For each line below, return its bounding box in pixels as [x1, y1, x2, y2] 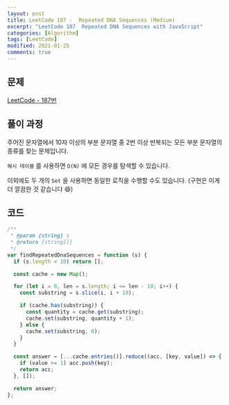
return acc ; [19, 366, 54, 373]
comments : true [7, 49, 51, 56]
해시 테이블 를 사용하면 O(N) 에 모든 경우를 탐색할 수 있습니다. [7, 161, 170, 170]
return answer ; [13, 385, 58, 392]
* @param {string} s [10, 232, 70, 239]
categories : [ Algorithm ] [7, 29, 79, 37]
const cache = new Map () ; [13, 270, 89, 277]
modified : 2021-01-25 [7, 42, 70, 49]
